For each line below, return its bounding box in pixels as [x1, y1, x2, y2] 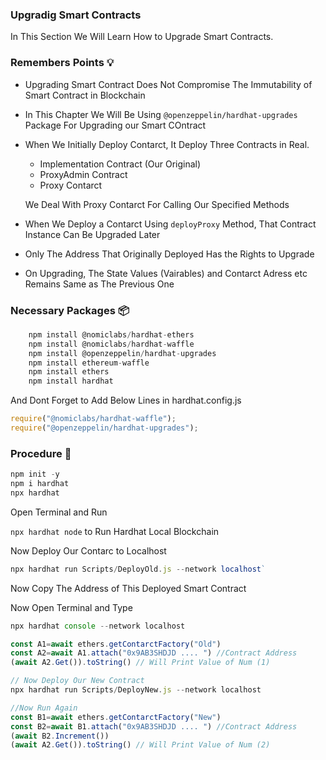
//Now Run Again [10, 703, 78, 713]
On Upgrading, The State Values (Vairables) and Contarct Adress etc [24, 267, 308, 279]
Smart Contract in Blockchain [24, 89, 146, 101]
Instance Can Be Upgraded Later [24, 228, 161, 240]
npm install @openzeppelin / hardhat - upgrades [28, 348, 217, 358]
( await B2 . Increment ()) [10, 731, 110, 741]
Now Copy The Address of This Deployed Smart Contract [10, 582, 247, 594]
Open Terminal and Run [10, 506, 108, 518]
